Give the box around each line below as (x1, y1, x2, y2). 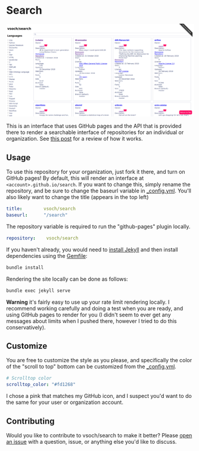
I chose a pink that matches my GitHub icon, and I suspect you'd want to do (6, 393, 192, 400)
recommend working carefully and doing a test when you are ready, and (6, 304, 184, 312)
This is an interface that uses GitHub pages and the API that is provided (6, 123, 182, 130)
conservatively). (6, 324, 46, 331)
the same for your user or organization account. (6, 399, 124, 406)
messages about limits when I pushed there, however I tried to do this (6, 317, 177, 325)
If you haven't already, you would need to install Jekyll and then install (6, 245, 178, 253)
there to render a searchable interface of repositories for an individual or (6, 129, 184, 136)
